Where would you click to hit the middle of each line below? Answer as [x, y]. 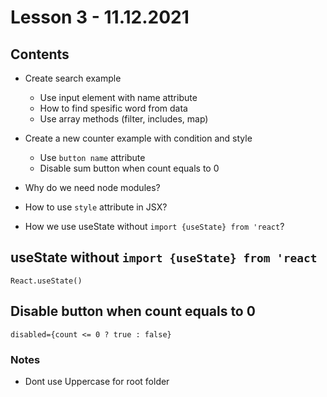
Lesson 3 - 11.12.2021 [100, 17]
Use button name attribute [92, 157]
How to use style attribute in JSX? [96, 207]
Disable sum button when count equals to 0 [129, 168]
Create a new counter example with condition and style [138, 138]
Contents [40, 54]
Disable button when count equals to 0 [133, 311]
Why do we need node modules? [92, 187]
